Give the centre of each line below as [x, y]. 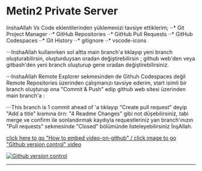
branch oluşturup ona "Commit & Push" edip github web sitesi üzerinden [96, 89]
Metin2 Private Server [62, 11]
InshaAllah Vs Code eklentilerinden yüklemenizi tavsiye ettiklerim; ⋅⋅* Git [95, 28]
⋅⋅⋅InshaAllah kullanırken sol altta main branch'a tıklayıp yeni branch [90, 52]
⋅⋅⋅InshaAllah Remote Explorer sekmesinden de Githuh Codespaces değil [96, 76]
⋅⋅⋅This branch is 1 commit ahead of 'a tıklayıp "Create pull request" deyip [97, 107]
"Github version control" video [44, 144]
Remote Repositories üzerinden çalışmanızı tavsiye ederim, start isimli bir [96, 83]
